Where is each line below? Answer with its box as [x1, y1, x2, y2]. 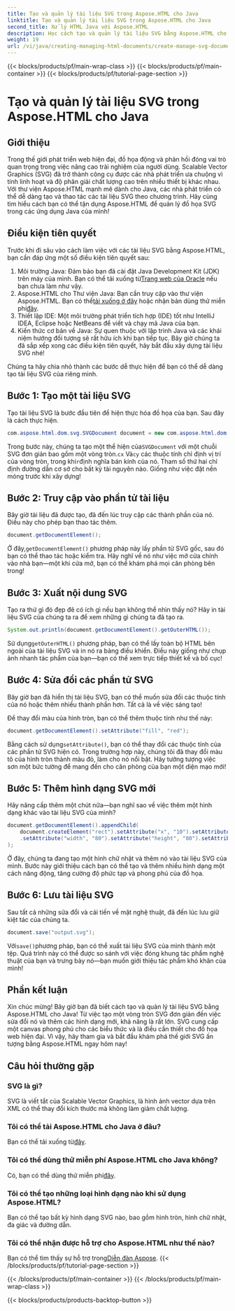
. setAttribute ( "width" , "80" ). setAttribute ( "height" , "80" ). [20, 835, 201, 842]
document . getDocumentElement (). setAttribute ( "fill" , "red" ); [7, 727, 190, 735]
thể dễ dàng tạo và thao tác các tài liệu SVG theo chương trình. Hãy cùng [7, 192, 218, 200]
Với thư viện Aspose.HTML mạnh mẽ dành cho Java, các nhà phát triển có [7, 185, 222, 193]
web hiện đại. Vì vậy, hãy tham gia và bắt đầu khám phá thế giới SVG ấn [7, 1033, 214, 1041]
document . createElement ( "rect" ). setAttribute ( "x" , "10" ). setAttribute [20, 828, 230, 836]
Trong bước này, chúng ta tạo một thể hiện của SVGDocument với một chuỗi [7, 442, 218, 451]
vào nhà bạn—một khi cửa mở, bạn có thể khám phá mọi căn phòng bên [7, 559, 215, 567]
